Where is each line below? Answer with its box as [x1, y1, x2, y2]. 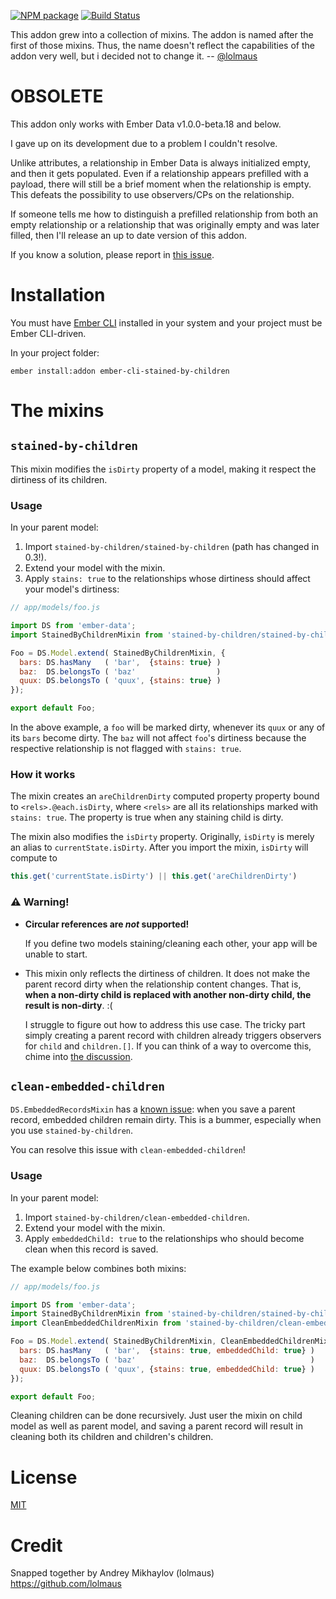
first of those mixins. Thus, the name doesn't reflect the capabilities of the [10, 40, 315, 51]
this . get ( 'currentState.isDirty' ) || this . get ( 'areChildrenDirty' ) [10, 871, 298, 882]
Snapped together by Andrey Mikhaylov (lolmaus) [10, 1567, 215, 1579]
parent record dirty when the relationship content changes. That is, [24, 978, 302, 990]
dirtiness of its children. [10, 473, 108, 485]
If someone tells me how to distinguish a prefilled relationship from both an [10, 208, 318, 220]
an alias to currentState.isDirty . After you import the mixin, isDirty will [10, 841, 309, 854]
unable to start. [24, 948, 88, 960]
